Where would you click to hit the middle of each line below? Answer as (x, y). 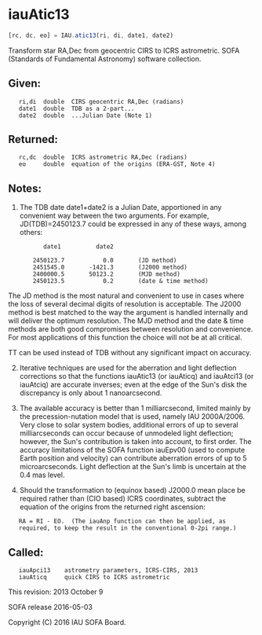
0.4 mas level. (42, 475)
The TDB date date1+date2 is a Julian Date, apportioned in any (120, 207)
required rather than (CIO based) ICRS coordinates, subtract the (123, 499)
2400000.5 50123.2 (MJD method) (106, 274)
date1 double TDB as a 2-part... (76, 108)
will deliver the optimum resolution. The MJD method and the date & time (126, 321)
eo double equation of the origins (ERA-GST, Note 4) (117, 164)
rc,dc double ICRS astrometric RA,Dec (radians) (103, 158)
